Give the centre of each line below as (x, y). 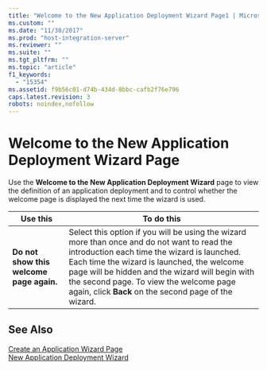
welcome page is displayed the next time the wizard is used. (107, 199)
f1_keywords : (30, 75)
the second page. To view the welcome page (152, 282)
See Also (31, 330)
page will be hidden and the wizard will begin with (162, 272)
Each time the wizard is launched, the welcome (156, 262)
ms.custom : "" (32, 23)
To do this (162, 219)
